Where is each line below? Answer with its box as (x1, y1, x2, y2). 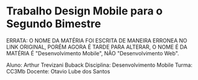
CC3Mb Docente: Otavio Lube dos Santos (6, 67, 110, 75)
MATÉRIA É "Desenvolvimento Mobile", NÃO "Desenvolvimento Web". (6, 49, 179, 57)
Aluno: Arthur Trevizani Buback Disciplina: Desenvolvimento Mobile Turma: (6, 61, 193, 69)
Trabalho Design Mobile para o (6, 4, 163, 18)
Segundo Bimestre (6, 17, 101, 31)
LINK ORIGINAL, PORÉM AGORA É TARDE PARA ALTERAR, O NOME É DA (6, 43, 188, 51)
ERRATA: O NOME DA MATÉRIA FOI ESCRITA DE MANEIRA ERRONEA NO (6, 37, 187, 44)
